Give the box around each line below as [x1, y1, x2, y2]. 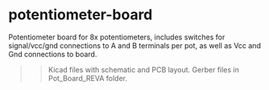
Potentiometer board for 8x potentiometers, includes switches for [8, 32, 226, 42]
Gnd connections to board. [8, 49, 97, 59]
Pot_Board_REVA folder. [48, 73, 127, 83]
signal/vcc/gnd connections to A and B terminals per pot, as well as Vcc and [8, 40, 262, 50]
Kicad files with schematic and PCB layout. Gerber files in [48, 64, 239, 74]
